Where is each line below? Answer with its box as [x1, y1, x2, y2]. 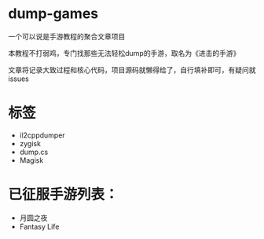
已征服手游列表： [8, 186, 119, 204]
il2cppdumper [19, 131, 65, 140]
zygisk [19, 138, 42, 148]
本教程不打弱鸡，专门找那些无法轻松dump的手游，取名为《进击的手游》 [8, 48, 240, 57]
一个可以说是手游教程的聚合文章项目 [8, 31, 126, 41]
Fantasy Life [19, 222, 60, 231]
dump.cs [19, 147, 49, 156]
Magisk [19, 155, 44, 165]
